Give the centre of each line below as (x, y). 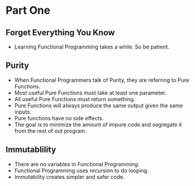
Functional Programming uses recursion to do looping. (81, 170)
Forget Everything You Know (60, 33)
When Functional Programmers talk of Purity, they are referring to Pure (102, 80)
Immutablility (31, 150)
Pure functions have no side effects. (59, 118)
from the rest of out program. (50, 131)
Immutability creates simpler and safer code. (69, 176)
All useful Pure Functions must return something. (75, 99)
